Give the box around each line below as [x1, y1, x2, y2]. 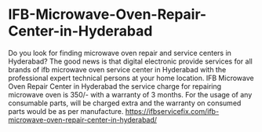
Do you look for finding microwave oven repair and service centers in [8, 48, 231, 57]
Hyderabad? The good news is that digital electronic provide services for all [8, 57, 253, 66]
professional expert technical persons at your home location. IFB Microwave [8, 73, 254, 82]
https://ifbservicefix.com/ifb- [125, 106, 220, 115]
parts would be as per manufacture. [8, 106, 124, 115]
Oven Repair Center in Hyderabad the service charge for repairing [8, 81, 222, 91]
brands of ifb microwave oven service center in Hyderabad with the [8, 64, 227, 74]
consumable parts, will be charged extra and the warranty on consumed [8, 98, 242, 108]
